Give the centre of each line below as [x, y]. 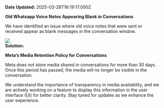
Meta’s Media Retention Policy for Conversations [56, 55]
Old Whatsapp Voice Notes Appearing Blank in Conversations [69, 16]
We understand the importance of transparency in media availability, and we [82, 85]
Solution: [15, 46]
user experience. [22, 100]
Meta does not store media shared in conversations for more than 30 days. [81, 65]
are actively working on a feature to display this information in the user [76, 90]
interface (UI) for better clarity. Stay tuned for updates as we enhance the [79, 95]
